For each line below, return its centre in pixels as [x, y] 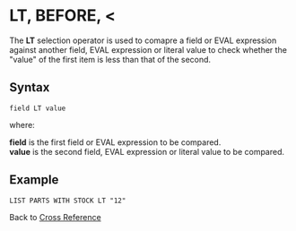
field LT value [38, 108]
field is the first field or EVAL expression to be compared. [115, 142]
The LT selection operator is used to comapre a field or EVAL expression [143, 40]
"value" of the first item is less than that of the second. [110, 59]
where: [22, 124]
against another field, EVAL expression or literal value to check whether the [148, 49]
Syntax [30, 87]
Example [34, 180]
